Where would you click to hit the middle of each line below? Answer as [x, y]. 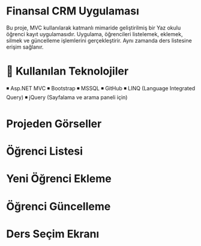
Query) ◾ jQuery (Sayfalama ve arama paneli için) [67, 97]
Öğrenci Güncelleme [58, 206]
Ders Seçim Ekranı [53, 234]
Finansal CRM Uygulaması [73, 11]
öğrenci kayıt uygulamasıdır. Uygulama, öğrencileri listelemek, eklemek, [94, 34]
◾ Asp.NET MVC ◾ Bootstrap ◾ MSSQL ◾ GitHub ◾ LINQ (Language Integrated [101, 88]
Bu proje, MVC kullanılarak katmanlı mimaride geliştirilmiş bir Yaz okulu [94, 28]
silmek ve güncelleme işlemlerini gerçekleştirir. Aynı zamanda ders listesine [99, 40]
